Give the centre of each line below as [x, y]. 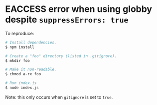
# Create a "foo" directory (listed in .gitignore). [61, 56]
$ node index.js [22, 88]
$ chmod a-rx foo [23, 74]
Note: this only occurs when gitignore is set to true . [59, 97]
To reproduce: [20, 33]
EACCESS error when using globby [79, 9]
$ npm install [20, 47]
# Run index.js [21, 83]
